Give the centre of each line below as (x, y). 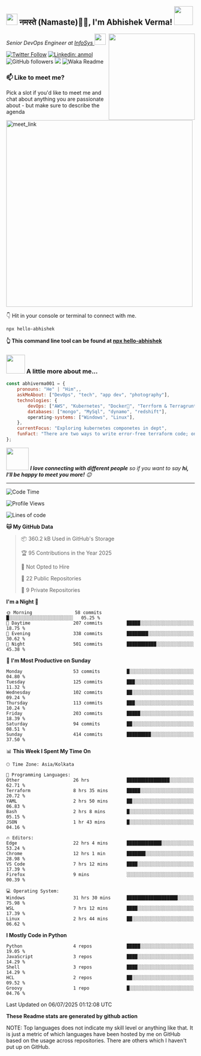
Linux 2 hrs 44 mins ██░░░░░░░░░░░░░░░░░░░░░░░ (100, 919)
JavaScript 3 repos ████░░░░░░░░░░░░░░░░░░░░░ (100, 956)
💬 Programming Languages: (38, 775)
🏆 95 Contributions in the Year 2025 (66, 553)
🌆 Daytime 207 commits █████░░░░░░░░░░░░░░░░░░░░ (100, 623)
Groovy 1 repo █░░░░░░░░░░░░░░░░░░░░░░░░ (100, 988)
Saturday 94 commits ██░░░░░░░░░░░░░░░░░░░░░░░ (100, 724)
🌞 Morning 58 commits (54, 612)
